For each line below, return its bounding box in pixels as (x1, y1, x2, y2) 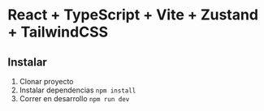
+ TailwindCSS (7, 23, 109, 41)
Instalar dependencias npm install (19, 85, 136, 95)
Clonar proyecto (19, 77, 74, 86)
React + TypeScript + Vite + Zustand (7, 6, 259, 24)
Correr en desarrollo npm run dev (19, 94, 130, 103)
